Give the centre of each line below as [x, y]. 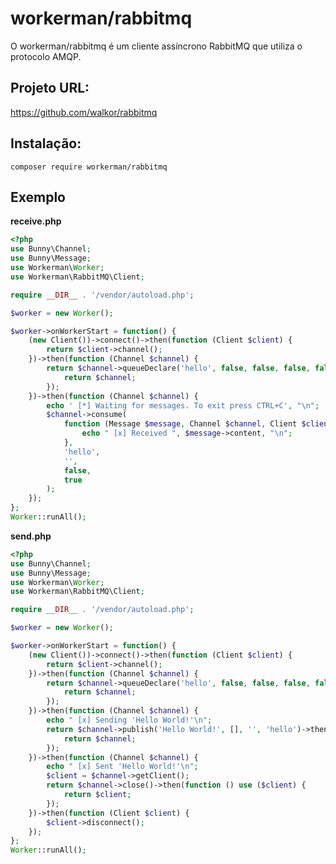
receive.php [36, 221]
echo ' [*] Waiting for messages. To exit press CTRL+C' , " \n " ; [183, 405]
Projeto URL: [50, 88]
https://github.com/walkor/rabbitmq [84, 112]
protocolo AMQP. [46, 56]
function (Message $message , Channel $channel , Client [180, 424]
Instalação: [46, 143]
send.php [31, 536]
